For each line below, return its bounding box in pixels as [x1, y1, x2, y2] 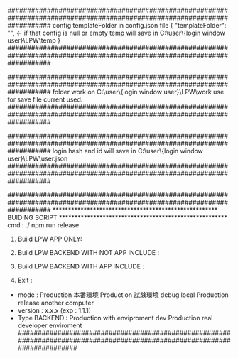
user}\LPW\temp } [7, 36, 60, 45]
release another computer [17, 298, 94, 307]
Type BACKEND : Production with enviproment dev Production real [17, 314, 213, 322]
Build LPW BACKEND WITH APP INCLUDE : [17, 262, 144, 271]
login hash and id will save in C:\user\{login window [52, 147, 204, 155]
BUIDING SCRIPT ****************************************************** [7, 213, 227, 222]
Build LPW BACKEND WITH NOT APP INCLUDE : [17, 249, 160, 256]
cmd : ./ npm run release [7, 221, 80, 229]
